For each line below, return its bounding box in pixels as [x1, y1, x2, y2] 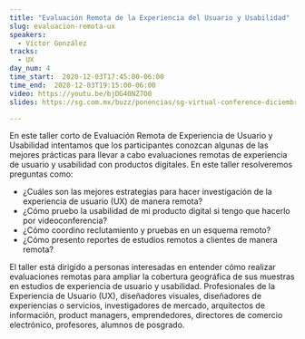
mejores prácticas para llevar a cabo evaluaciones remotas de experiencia [9, 150, 288, 160]
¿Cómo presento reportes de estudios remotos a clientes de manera [22, 235, 279, 246]
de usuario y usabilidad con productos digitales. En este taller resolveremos [9, 160, 293, 170]
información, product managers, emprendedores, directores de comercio [9, 310, 283, 321]
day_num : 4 [9, 64, 51, 73]
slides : [9, 97, 39, 107]
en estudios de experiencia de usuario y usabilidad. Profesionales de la [9, 281, 275, 292]
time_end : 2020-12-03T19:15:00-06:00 [9, 81, 156, 90]
